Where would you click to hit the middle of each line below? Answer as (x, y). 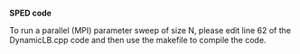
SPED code (31, 13)
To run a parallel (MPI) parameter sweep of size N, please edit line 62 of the (150, 30)
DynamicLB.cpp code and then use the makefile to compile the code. (138, 40)
